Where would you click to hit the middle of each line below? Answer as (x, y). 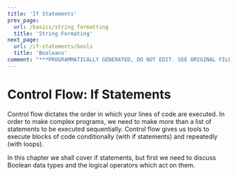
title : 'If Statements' (42, 14)
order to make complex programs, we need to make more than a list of (109, 121)
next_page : (23, 40)
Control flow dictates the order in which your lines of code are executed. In (116, 114)
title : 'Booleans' (41, 54)
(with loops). (26, 144)
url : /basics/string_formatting (61, 27)
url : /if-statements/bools (53, 46)
